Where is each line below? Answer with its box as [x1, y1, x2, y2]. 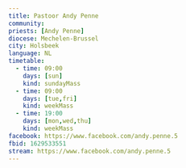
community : [8, 19, 45, 27]
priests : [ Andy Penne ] [8, 27, 85, 35]
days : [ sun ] [23, 72, 63, 80]
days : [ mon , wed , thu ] [23, 117, 92, 125]
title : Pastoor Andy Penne [8, 11, 99, 20]
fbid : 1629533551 [8, 139, 67, 148]
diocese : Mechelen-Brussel [8, 34, 99, 43]
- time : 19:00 [15, 110, 63, 118]
